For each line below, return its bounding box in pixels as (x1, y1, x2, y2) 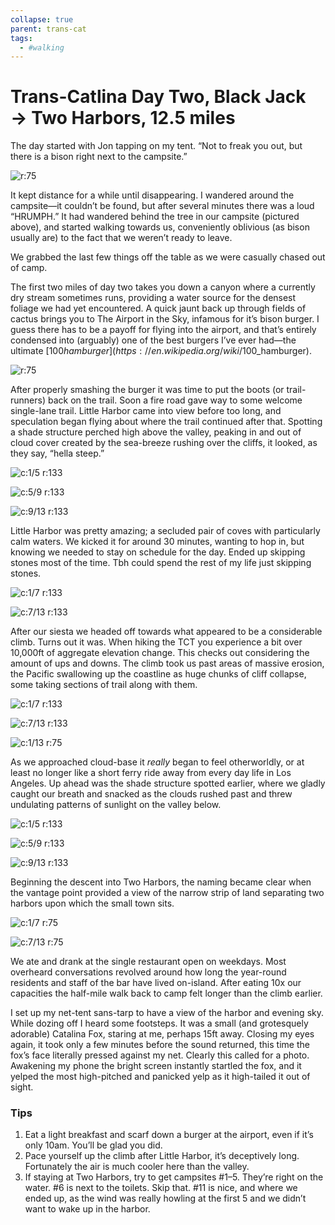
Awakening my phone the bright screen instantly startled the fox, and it (10, 1060, 302, 1072)
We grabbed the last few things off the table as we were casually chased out (10, 251, 326, 263)
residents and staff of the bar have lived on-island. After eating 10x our (10, 977, 302, 989)
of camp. (10, 262, 48, 274)
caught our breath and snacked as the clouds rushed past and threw (10, 788, 293, 800)
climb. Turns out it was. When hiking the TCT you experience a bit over (10, 636, 303, 648)
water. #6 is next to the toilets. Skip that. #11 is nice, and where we (24, 1182, 298, 1194)
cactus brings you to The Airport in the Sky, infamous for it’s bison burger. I (10, 313, 320, 325)
